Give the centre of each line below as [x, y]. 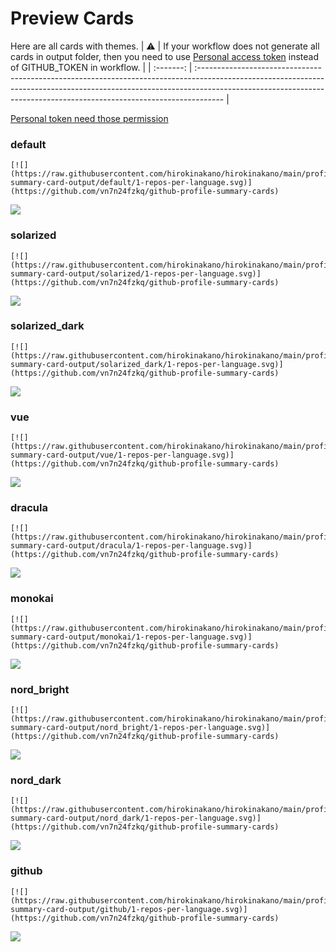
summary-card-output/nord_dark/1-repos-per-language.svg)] [136, 818]
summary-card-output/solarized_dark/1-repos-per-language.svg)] [147, 364]
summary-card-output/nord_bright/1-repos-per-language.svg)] [140, 728]
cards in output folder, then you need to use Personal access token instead [164, 56]
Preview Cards [72, 18]
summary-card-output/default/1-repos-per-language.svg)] [131, 183]
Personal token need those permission [89, 118]
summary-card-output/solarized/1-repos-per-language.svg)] [136, 273]
